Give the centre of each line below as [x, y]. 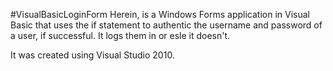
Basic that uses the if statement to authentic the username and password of [166, 25]
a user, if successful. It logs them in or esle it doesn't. [120, 35]
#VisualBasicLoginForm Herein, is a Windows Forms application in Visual [160, 14]
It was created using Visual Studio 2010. [92, 55]
